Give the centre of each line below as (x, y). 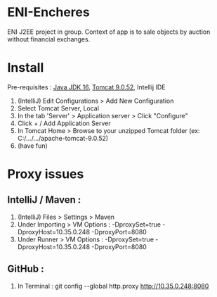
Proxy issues (46, 174)
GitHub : (26, 269)
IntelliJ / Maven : (44, 200)
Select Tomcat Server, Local (58, 108)
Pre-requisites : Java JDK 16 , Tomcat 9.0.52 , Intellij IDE (86, 87)
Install (26, 68)
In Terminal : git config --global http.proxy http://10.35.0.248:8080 (113, 286)
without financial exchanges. (49, 39)
